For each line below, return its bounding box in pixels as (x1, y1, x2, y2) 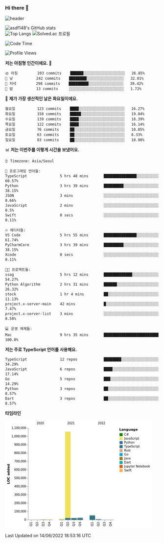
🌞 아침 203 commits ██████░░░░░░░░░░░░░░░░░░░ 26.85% (5, 71, 145, 76)
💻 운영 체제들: (5, 327, 33, 331)
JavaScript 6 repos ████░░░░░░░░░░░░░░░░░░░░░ (5, 367, 159, 372)
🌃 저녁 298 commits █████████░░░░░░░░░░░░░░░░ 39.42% (5, 81, 143, 86)
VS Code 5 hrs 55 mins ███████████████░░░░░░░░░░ (5, 233, 159, 238)
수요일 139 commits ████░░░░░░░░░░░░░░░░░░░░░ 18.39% (5, 117, 145, 122)
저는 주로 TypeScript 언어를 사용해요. (5, 347, 77, 353)
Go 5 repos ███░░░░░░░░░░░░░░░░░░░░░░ (5, 377, 159, 381)
